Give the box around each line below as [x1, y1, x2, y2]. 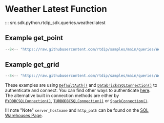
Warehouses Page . [5, 113, 43, 119]
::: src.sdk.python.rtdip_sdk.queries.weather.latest [5, 20, 106, 25]
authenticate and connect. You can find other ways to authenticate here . [5, 87, 151, 94]
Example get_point [5, 34, 63, 42]
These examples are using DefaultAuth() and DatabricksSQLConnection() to [5, 82, 158, 88]
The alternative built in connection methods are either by [5, 93, 119, 98]
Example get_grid [5, 60, 60, 69]
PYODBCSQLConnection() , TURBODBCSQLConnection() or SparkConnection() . [5, 98, 149, 104]
